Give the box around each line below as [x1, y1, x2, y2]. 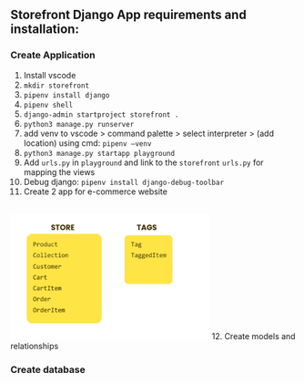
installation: [10, 22, 80, 37]
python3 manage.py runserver [23, 119, 135, 129]
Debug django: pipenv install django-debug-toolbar [23, 176, 225, 187]
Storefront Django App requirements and [10, 7, 247, 23]
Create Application [10, 49, 96, 62]
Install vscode [23, 69, 76, 80]
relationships [10, 340, 59, 351]
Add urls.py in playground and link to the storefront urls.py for [23, 157, 264, 168]
